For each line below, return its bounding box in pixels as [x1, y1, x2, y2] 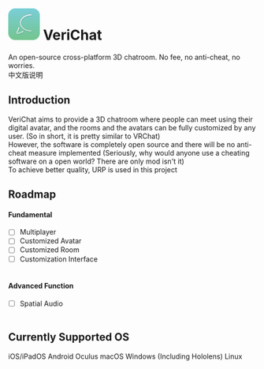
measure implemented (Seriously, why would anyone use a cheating [28, 148, 250, 157]
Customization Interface [19, 254, 99, 264]
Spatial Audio [19, 299, 63, 308]
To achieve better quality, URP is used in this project [8, 164, 177, 174]
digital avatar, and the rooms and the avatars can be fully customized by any [8, 122, 256, 132]
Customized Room [19, 245, 80, 254]
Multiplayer [19, 228, 57, 237]
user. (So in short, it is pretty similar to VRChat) [8, 131, 161, 141]
